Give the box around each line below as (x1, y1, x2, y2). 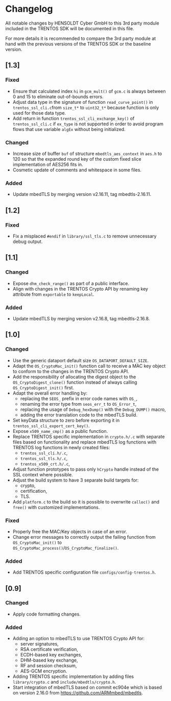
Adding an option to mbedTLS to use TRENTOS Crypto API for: (12, 636, 145, 642)
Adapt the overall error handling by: (12, 390, 88, 396)
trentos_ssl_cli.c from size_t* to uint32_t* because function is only (12, 104, 159, 111)
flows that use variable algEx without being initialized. (12, 126, 126, 132)
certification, (20, 488, 47, 494)
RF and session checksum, (20, 663, 77, 669)
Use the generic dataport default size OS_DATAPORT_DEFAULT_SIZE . (12, 357, 149, 363)
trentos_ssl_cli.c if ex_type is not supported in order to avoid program (12, 121, 164, 127)
